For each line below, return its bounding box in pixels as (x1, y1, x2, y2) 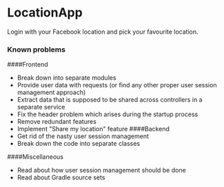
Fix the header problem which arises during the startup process (17, 110, 198, 118)
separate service (17, 103, 65, 111)
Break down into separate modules (17, 74, 116, 82)
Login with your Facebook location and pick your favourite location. (7, 27, 198, 36)
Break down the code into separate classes (17, 140, 140, 148)
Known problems (7, 45, 65, 54)
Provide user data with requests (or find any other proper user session (17, 81, 217, 89)
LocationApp (7, 5, 83, 21)
